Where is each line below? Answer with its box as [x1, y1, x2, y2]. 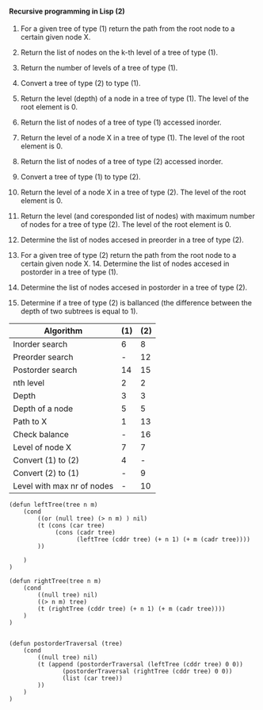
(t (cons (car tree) [37, 522, 105, 530]
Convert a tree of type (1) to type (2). [20, 172, 141, 182]
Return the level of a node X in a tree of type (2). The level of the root [20, 187, 246, 198]
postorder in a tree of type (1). [20, 267, 119, 277]
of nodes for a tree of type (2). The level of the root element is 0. [20, 220, 232, 229]
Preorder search [13, 351, 74, 363]
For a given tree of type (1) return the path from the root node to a [20, 24, 235, 33]
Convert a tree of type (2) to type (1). [20, 79, 141, 88]
